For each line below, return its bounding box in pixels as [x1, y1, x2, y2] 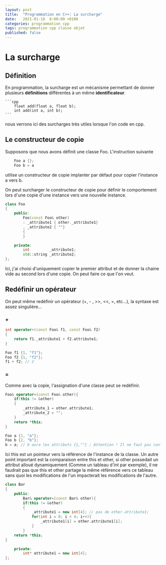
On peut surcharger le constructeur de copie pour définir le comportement [5, 187, 157, 192]
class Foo [5, 201, 26, 206]
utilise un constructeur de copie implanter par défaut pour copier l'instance [5, 172, 158, 178]
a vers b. [5, 177, 23, 183]
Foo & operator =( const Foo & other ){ [5, 392, 79, 397]
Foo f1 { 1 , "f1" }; [5, 350, 43, 355]
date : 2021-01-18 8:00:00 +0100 [5, 16, 79, 21]
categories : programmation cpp [5, 21, 70, 26]
